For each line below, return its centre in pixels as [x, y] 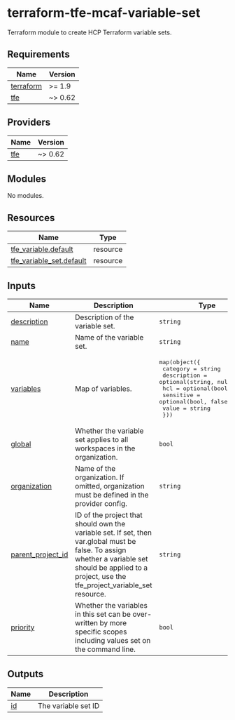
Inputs [22, 286]
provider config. [101, 504]
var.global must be [105, 541]
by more [113, 623]
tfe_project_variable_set [113, 585]
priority [23, 627]
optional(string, [187, 382]
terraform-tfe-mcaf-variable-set [104, 13]
